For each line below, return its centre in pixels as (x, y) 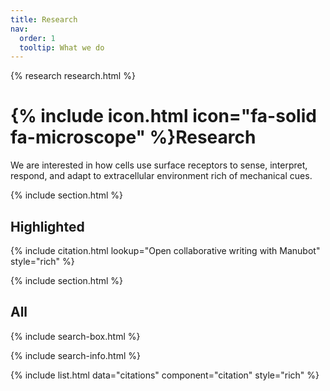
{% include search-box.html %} (75, 336)
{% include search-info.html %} (75, 355)
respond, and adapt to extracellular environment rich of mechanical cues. (161, 176)
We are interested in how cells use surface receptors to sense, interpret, (159, 165)
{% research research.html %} (73, 76)
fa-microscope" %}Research (133, 137)
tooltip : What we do (62, 47)
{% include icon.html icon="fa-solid (163, 116)
